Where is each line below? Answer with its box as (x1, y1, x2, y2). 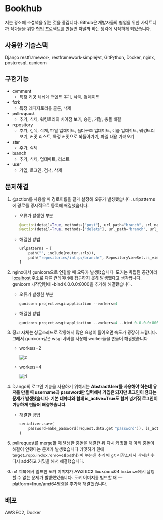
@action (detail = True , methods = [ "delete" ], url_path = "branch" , (19, 227, 148, 232)
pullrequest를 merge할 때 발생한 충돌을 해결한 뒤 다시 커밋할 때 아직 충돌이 (12, 440, 155, 446)
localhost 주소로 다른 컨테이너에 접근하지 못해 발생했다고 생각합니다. (12, 275, 142, 281)
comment (12, 88, 32, 94)
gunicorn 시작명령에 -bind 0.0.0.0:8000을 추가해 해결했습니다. (12, 281, 132, 287)
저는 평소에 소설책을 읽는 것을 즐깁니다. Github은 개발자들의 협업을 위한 (5, 19, 140, 25)
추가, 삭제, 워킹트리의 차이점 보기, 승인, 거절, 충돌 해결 (19, 116, 121, 122)
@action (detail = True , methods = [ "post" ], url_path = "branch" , (19, 223, 144, 227)
